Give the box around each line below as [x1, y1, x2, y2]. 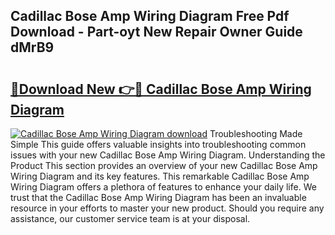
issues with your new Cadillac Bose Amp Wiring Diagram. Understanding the [10, 149, 326, 161]
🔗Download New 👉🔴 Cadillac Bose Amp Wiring [10, 80, 312, 98]
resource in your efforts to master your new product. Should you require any [10, 202, 325, 214]
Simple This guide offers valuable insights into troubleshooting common [10, 139, 307, 150]
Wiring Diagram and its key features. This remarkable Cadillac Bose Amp [10, 170, 310, 182]
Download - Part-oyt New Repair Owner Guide [10, 24, 303, 41]
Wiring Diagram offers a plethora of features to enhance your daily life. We [10, 181, 317, 193]
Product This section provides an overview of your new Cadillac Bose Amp [10, 160, 318, 171]
